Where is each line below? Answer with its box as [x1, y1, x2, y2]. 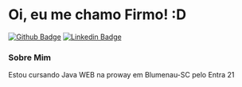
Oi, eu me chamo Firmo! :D [8, 6, 187, 24]
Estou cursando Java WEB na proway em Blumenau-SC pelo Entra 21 [8, 70, 235, 80]
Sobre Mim [8, 52, 52, 63]
